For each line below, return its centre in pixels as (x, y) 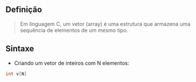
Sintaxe (20, 49)
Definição (24, 10)
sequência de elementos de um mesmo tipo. (74, 30)
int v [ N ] (16, 74)
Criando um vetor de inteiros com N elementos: (71, 63)
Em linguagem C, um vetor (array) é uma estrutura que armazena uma (105, 24)
